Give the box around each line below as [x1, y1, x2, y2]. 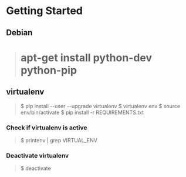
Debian [6, 28, 33, 38]
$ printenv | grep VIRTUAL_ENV [20, 136, 98, 143]
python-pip [20, 64, 77, 77]
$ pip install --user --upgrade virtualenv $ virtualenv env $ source [20, 102, 181, 109]
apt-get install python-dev [20, 51, 153, 64]
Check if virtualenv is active [6, 123, 87, 132]
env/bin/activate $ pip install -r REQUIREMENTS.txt [20, 109, 144, 116]
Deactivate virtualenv [6, 151, 69, 159]
